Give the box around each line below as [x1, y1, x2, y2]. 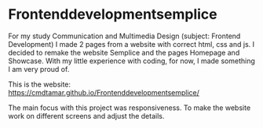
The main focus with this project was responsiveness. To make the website [8, 103, 251, 112]
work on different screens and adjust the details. [8, 111, 165, 120]
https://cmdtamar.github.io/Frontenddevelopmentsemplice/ [8, 87, 200, 97]
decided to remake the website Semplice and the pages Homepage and [8, 48, 240, 57]
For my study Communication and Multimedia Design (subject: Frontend [8, 31, 241, 41]
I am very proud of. [8, 64, 70, 73]
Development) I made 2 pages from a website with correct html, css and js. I [8, 39, 255, 48]
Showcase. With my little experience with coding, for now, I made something [8, 56, 255, 66]
